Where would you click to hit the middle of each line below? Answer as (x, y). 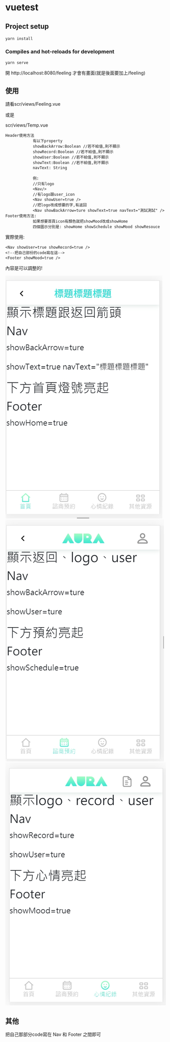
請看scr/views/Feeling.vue (33, 104)
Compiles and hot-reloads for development (60, 51)
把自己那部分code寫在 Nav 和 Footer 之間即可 (53, 1034)
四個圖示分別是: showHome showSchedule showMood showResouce (96, 227)
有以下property (47, 141)
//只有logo (43, 184)
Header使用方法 (20, 136)
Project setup (27, 26)
